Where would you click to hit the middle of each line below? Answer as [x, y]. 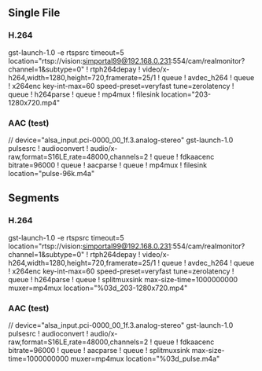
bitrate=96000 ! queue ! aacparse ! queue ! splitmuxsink [99, 350]
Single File [34, 13]
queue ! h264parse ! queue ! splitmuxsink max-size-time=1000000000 [123, 279]
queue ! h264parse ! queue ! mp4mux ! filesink [84, 94]
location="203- [186, 94]
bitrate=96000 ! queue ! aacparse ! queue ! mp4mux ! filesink [107, 165]
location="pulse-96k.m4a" [52, 173]
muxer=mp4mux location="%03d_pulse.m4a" [145, 358]
